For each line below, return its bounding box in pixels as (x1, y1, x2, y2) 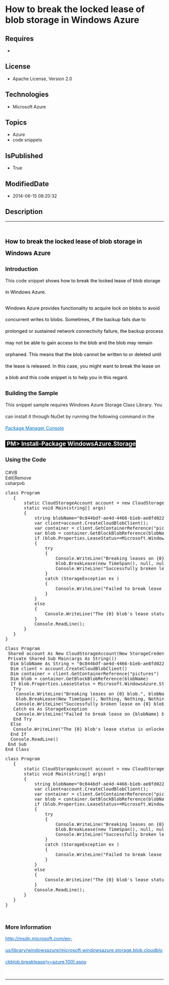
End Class (5, 747, 29, 752)
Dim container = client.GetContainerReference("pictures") (10, 671, 159, 676)
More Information (5, 924, 52, 931)
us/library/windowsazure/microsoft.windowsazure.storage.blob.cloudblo (5, 947, 163, 954)
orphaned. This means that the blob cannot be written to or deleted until (5, 351, 162, 357)
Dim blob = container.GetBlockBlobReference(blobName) (10, 676, 149, 682)
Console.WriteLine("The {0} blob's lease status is (13, 726, 143, 732)
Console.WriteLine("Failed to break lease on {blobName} (16, 711, 159, 717)
